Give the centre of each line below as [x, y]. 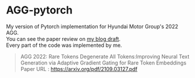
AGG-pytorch [40, 10]
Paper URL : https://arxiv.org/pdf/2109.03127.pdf [79, 69]
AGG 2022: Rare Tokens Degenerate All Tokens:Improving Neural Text [105, 56]
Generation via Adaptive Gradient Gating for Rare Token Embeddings [103, 63]
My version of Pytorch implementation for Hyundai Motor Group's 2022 [92, 26]
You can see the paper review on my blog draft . [64, 39]
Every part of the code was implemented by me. [64, 45]
